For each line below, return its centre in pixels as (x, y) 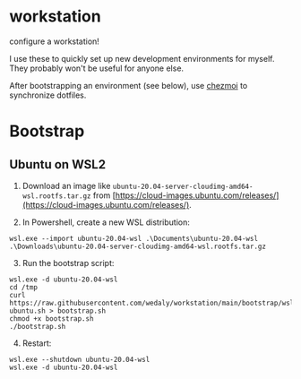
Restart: (37, 343)
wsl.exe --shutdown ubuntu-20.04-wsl (80, 359)
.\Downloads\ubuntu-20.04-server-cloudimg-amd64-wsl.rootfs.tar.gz (138, 246)
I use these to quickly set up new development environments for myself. (142, 58)
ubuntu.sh (28, 311)
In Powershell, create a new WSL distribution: (106, 222)
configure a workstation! (55, 41)
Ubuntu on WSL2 (57, 164)
